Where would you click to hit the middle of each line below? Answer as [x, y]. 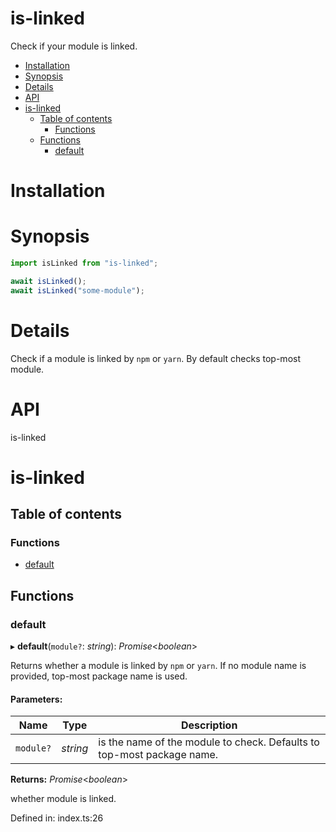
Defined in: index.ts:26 [57, 818]
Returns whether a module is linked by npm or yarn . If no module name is [158, 666]
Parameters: [36, 699]
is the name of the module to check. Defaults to [209, 742]
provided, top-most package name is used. [99, 676]
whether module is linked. [63, 799]
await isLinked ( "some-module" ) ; [77, 290]
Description [209, 725]
